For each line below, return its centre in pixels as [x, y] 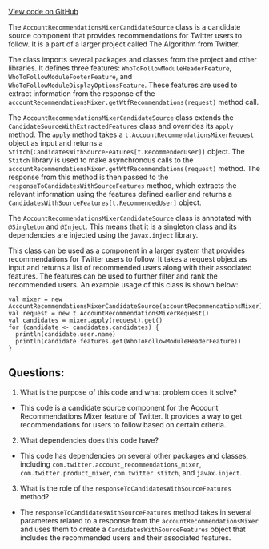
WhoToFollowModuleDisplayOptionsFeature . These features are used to [123, 85]
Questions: [36, 373]
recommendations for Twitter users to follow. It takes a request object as [128, 259]
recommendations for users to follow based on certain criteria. [123, 424]
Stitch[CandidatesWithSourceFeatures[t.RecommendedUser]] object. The [127, 152]
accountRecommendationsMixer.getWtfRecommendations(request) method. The [134, 168]
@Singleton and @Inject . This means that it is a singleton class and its [123, 226]
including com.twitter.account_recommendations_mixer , [110, 464]
